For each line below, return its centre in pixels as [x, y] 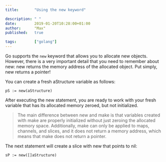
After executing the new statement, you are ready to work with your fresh [81, 100]
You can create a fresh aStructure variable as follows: [60, 81]
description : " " [23, 19]
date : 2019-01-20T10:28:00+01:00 [48, 23]
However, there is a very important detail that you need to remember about [82, 61]
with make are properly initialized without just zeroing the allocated [86, 120]
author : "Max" [25, 28]
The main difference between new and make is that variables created [89, 115]
